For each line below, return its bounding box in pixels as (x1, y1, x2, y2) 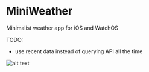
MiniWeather (6, 4, 73, 18)
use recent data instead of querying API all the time (14, 47, 143, 55)
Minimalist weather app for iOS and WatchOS (6, 24, 119, 31)
